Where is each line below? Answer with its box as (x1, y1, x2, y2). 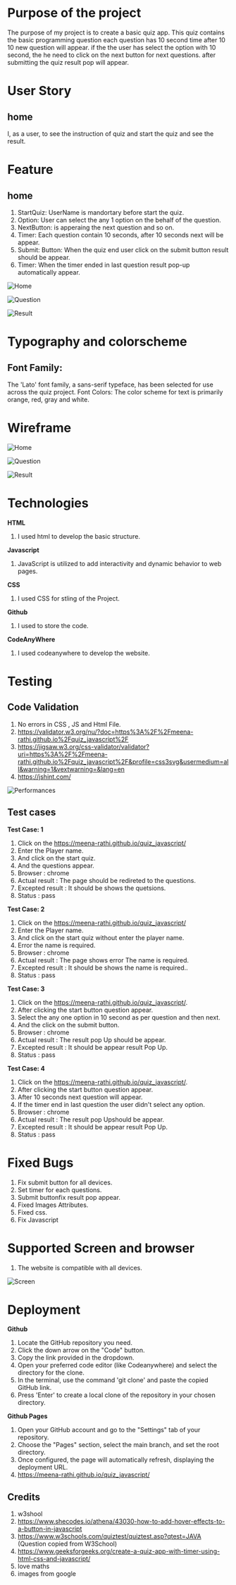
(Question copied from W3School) (17, 1540, 118, 1548)
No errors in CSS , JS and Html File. (17, 720, 121, 728)
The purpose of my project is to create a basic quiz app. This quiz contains (7, 28, 225, 37)
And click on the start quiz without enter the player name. (17, 933, 185, 941)
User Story (7, 83, 72, 99)
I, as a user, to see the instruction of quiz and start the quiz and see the (7, 129, 214, 138)
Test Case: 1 (7, 825, 44, 834)
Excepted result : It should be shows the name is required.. (17, 963, 188, 972)
